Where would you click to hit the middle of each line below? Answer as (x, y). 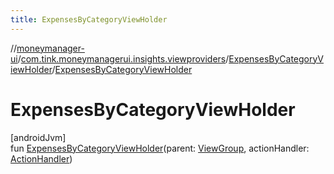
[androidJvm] (38, 137)
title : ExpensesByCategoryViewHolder (89, 19)
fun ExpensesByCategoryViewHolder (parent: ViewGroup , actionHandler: (160, 148)
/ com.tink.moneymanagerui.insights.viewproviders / (123, 58)
